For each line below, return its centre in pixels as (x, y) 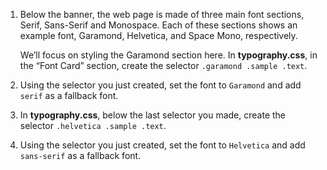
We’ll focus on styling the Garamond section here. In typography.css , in (168, 55)
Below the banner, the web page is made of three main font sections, (162, 14)
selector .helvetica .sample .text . (93, 125)
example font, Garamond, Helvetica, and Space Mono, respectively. (158, 35)
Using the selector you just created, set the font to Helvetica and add (162, 145)
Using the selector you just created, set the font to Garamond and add (160, 85)
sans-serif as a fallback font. (80, 155)
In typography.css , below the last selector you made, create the (153, 115)
